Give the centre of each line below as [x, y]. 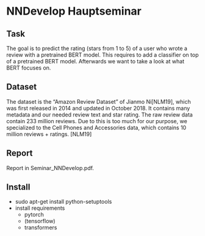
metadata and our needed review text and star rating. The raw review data [100, 115]
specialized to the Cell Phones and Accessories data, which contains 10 [96, 127]
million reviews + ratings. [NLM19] [49, 134]
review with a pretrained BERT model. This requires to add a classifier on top [103, 55]
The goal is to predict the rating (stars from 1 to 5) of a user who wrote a [97, 48]
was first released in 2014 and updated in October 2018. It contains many [98, 108]
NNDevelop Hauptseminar [74, 11]
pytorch [34, 215]
